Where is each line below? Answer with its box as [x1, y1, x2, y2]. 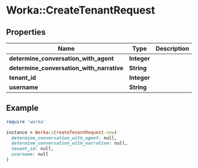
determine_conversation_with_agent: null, [11, 135, 117, 141]
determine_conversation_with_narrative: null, [11, 140, 128, 146]
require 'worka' [6, 118, 46, 124]
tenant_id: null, [11, 146, 54, 152]
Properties [6, 27, 46, 37]
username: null [11, 151, 49, 157]
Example [6, 103, 39, 113]
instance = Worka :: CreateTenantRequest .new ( [6, 129, 117, 136]
